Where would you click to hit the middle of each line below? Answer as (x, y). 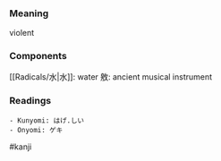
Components (38, 56)
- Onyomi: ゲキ (36, 130)
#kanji (21, 147)
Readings (30, 100)
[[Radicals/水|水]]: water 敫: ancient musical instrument (111, 76)
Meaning (29, 13)
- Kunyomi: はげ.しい (47, 120)
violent (22, 33)
